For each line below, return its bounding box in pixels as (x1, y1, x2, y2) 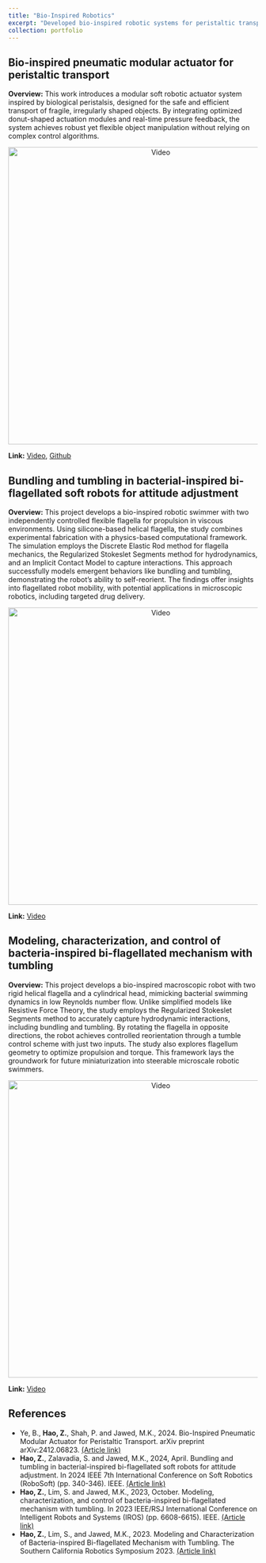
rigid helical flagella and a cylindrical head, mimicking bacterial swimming (8, 988, 248, 998)
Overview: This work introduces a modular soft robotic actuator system (8, 89, 243, 99)
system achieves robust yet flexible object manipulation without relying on (8, 123, 250, 132)
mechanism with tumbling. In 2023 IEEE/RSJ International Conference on (19, 1504, 258, 1513)
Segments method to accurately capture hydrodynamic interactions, (8, 1013, 231, 1023)
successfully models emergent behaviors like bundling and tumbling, (8, 566, 233, 576)
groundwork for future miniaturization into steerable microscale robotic (8, 1055, 240, 1065)
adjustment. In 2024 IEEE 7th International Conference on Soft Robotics (19, 1470, 253, 1480)
